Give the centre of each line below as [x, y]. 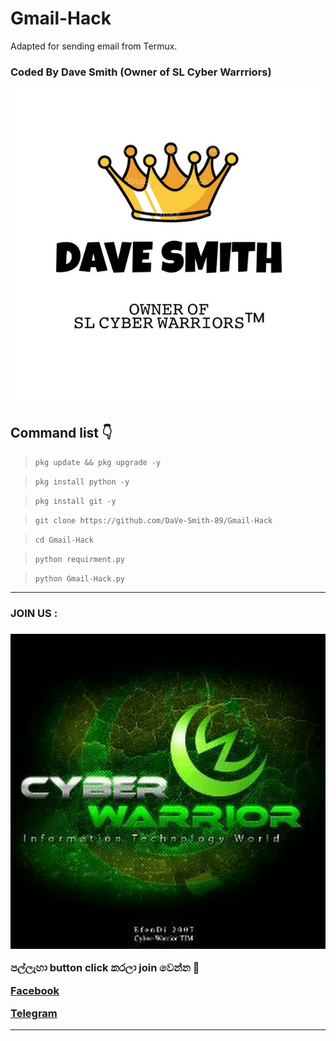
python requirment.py [79, 560]
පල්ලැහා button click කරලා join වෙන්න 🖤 [105, 968]
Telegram [34, 1014]
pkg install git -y [75, 502]
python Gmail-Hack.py [79, 579]
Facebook [35, 990]
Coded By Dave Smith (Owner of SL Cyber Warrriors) [141, 72]
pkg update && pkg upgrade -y [98, 463]
